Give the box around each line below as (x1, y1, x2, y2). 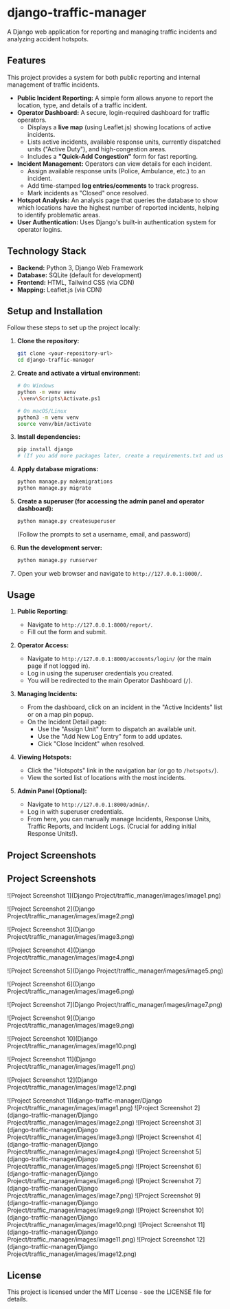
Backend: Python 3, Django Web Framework (16, 263, 143, 272)
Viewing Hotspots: (16, 753, 72, 761)
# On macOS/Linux (16, 407, 67, 414)
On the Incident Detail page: (27, 717, 107, 726)
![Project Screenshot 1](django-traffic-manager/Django (7, 1096, 163, 1105)
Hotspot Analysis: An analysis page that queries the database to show (16, 196, 218, 204)
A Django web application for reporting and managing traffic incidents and (7, 28, 218, 36)
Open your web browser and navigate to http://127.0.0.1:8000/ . (16, 569, 203, 577)
